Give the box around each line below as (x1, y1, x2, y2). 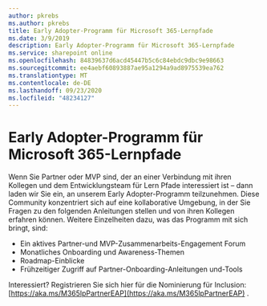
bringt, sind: (8, 223, 48, 233)
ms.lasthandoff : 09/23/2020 (8, 86, 103, 95)
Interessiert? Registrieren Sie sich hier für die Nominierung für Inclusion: (8, 280, 247, 290)
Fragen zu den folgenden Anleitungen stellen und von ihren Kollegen (8, 206, 235, 216)
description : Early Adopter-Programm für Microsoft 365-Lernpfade (8, 42, 235, 50)
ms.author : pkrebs (8, 19, 70, 27)
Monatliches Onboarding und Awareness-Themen (19, 247, 184, 257)
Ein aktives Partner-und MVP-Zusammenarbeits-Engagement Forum (19, 239, 246, 249)
